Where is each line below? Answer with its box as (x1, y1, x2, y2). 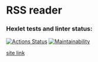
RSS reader (6, 4, 63, 17)
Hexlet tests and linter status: (6, 25, 93, 33)
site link (6, 50, 25, 57)
